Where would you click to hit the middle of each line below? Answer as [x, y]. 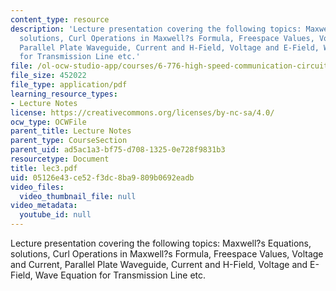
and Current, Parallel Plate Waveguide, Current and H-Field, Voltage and [159, 264]
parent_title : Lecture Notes [71, 131]
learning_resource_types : [64, 94]
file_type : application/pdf [69, 85]
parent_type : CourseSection [69, 141]
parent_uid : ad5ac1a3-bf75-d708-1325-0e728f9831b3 [118, 150]
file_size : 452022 [48, 76]
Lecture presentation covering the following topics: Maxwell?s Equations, [161, 243]
